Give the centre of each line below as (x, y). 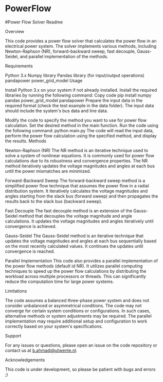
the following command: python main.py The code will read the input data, (80, 130)
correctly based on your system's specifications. (54, 326)
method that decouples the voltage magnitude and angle (75, 216)
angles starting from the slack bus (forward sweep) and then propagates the (81, 196)
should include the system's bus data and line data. (57, 111)
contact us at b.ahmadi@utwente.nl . (41, 350)
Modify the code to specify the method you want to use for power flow (76, 120)
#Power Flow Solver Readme (34, 22)
